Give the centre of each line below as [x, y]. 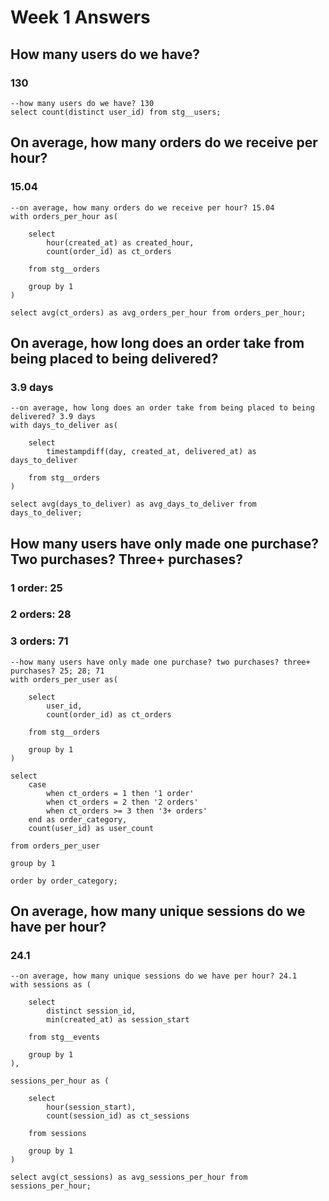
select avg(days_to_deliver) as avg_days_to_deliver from [133, 504]
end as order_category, [78, 819]
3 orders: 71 [39, 641]
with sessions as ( [51, 985]
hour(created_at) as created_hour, [120, 242]
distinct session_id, [91, 1011]
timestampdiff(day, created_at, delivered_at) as [151, 452]
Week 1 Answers [80, 17]
